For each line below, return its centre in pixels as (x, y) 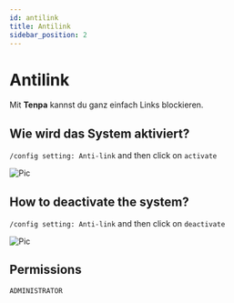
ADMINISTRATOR (36, 291)
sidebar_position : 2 (49, 35)
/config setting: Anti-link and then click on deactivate (117, 223)
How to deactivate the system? (99, 202)
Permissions (46, 270)
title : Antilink (40, 26)
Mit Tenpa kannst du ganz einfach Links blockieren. (107, 105)
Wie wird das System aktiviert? (100, 133)
